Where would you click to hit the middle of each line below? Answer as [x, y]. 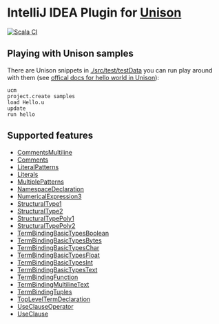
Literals [28, 174]
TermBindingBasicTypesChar [58, 247]
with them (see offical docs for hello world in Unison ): [83, 77]
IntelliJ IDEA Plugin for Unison [94, 13]
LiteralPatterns [38, 166]
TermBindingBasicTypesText [57, 269]
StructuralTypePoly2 [46, 225]
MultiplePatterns [40, 182]
